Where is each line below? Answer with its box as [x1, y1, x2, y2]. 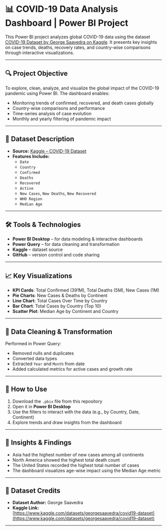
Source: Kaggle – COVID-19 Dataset [12, 148, 87, 154]
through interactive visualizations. [5, 50, 75, 56]
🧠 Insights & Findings [5, 439, 72, 447]
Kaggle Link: [12, 505, 39, 511]
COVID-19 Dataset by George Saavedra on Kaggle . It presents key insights [5, 39, 158, 45]
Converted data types [12, 356, 57, 361]
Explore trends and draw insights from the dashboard [12, 419, 122, 425]
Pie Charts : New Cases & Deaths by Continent [12, 293, 108, 299]
